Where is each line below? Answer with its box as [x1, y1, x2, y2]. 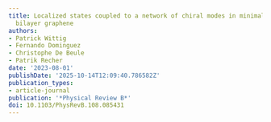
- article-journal [8, 86, 70, 95]
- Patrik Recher [8, 57, 63, 65]
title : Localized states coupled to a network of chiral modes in [8, 11, 236, 20]
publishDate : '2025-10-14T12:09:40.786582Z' [8, 71, 161, 79]
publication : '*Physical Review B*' [8, 94, 131, 102]
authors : [8, 26, 38, 35]
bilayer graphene [15, 19, 74, 27]
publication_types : [8, 79, 74, 87]
